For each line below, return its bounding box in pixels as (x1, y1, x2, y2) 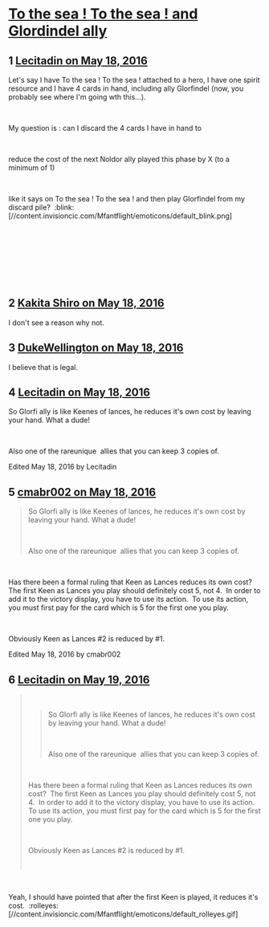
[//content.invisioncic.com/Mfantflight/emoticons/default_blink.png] (8, 211, 233, 221)
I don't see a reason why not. (8, 318, 104, 327)
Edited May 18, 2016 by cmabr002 (8, 649, 121, 659)
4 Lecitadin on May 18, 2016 (8, 386, 151, 400)
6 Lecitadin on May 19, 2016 (8, 673, 150, 686)
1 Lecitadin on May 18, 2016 (8, 54, 149, 67)
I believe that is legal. (8, 362, 79, 372)
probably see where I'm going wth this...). (8, 92, 146, 101)
